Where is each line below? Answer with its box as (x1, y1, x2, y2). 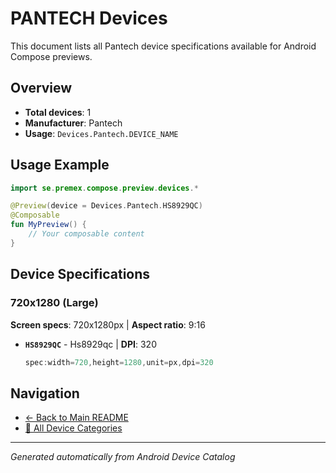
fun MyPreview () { (10, 220, 87, 230)
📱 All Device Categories (24, 422, 123, 434)
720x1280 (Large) (10, 296, 99, 310)
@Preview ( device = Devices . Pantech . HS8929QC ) (10, 201, 203, 211)
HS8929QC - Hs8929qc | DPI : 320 (24, 338, 157, 350)
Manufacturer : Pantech (24, 117, 123, 129)
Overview (10, 80, 73, 97)
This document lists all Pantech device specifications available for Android (10, 40, 317, 52)
